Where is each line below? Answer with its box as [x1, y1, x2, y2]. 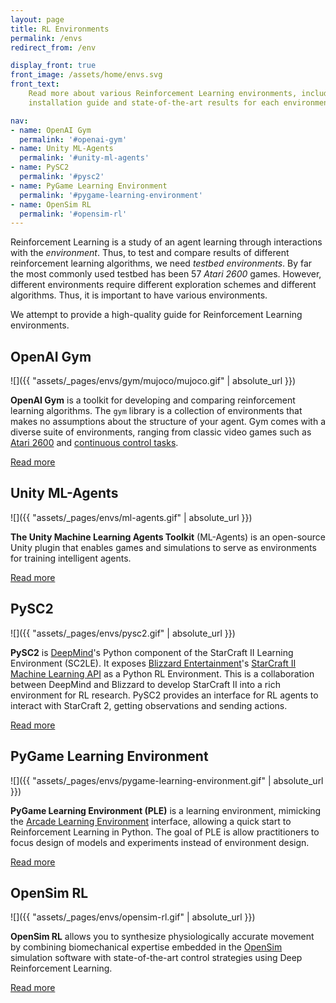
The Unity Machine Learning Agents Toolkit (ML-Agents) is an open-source [10, 531, 326, 543]
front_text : [10, 79, 60, 90]
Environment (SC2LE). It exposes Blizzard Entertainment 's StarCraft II [10, 657, 297, 669]
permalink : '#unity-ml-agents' [19, 153, 150, 163]
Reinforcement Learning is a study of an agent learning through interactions [10, 236, 323, 248]
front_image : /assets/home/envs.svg [10, 70, 163, 80]
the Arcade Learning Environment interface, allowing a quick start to [10, 815, 292, 827]
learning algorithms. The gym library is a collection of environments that [10, 405, 303, 417]
